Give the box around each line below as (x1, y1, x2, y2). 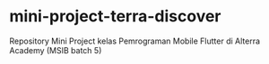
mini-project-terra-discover (9, 6, 221, 27)
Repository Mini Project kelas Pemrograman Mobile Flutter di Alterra (9, 36, 261, 46)
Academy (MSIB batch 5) (9, 44, 102, 55)
